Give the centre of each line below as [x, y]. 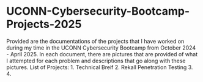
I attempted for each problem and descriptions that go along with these [96, 61]
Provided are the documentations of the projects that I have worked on [95, 41]
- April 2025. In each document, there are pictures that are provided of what [102, 54]
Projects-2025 [44, 24]
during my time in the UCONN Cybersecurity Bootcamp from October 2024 [101, 48]
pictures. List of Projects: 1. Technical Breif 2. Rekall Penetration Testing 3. [100, 67]
